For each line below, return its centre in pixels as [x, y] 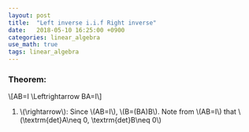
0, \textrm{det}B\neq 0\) [122, 120]
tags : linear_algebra [44, 52]
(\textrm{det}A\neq [50, 120]
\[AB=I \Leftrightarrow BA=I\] [55, 97]
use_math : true [33, 45]
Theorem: [28, 79]
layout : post [30, 15]
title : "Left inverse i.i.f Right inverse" [82, 23]
